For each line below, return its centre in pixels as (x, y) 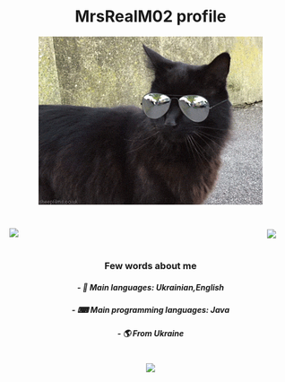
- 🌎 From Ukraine (151, 333)
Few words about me (151, 266)
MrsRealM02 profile (151, 17)
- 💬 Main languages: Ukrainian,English (151, 288)
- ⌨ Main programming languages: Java (151, 310)
